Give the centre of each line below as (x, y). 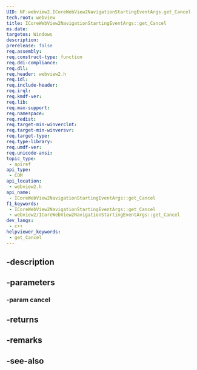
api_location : (24, 181)
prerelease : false (29, 46)
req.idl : (17, 79)
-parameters (31, 283)
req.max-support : (28, 108)
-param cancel (28, 300)
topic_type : (21, 158)
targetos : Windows (29, 35)
